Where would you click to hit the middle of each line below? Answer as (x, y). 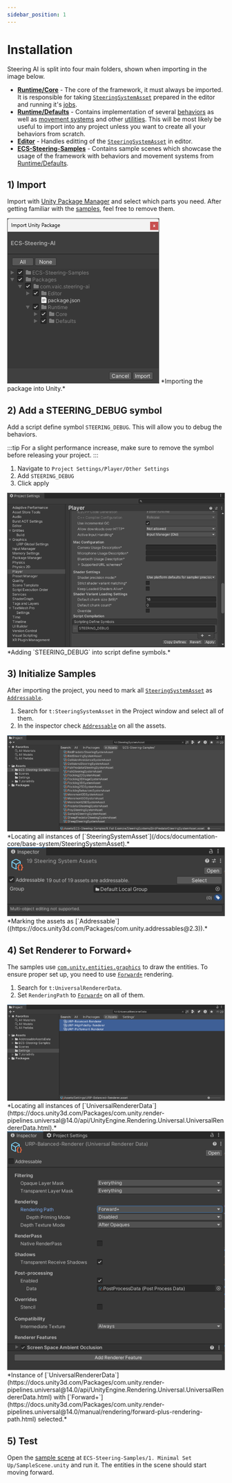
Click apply (33, 483)
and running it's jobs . (47, 104)
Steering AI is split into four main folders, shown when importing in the (107, 68)
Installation (40, 49)
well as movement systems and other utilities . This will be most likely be (119, 119)
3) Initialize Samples (52, 674)
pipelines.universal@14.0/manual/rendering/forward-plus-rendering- (105, 1412)
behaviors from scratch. (51, 133)
